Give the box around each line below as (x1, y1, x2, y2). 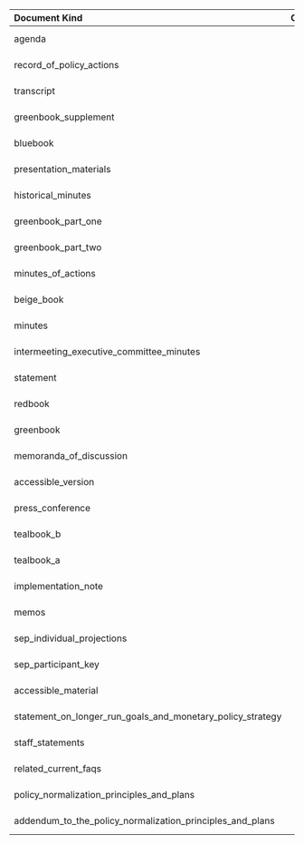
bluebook (14, 137, 54, 149)
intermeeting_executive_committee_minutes (14, 345, 201, 357)
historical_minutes (14, 189, 92, 201)
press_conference (14, 502, 91, 514)
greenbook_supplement (14, 111, 115, 123)
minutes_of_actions (14, 267, 97, 279)
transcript (14, 85, 56, 97)
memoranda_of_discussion (14, 450, 128, 461)
